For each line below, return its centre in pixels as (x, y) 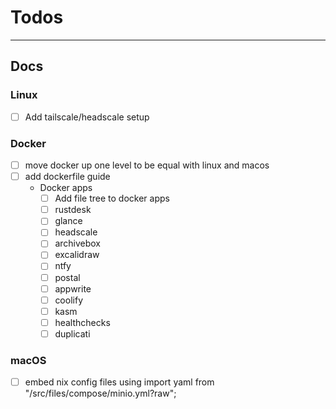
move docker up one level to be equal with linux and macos (147, 165)
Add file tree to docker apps (112, 198)
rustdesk (73, 210)
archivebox (77, 243)
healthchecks (82, 322)
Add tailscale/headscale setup (87, 117)
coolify (68, 300)
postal (67, 277)
